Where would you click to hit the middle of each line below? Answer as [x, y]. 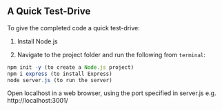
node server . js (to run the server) [60, 80]
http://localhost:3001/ [38, 101]
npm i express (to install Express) [60, 74]
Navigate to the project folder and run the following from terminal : [111, 54]
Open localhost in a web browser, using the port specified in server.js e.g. [112, 93]
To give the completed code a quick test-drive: [73, 28]
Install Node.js [37, 41]
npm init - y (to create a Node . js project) [71, 67]
